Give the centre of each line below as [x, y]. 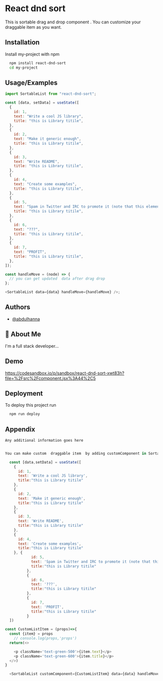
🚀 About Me [23, 334]
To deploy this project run [31, 405]
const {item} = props [31, 634]
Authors [18, 307]
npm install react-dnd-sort [38, 63]
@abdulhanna [26, 319]
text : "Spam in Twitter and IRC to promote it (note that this [79, 207]
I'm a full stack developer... [32, 346]
